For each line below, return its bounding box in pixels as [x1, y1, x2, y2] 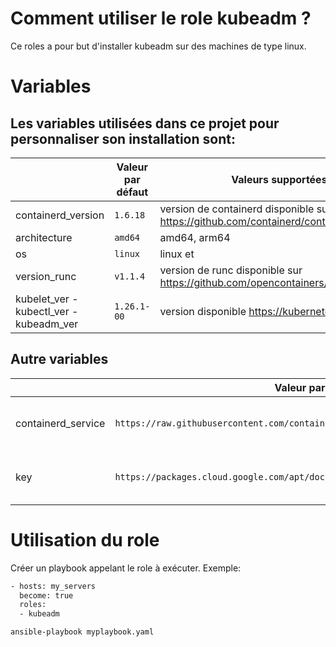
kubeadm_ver [15, 317, 79, 331]
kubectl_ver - [15, 304, 79, 318]
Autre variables [10, 351, 109, 368]
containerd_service [15, 416, 106, 430]
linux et [159, 247, 195, 261]
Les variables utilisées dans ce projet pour [10, 115, 280, 132]
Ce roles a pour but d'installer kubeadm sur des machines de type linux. [10, 40, 307, 52]
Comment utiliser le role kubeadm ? [10, 7, 312, 30]
